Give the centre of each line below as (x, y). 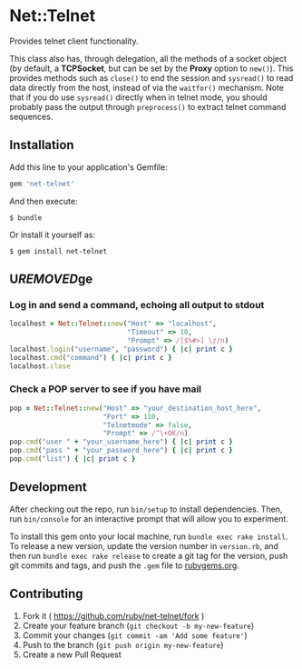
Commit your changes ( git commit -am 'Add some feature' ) (135, 635)
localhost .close (40, 366)
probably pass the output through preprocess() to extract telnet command (148, 106)
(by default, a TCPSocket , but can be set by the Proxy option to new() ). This (151, 68)
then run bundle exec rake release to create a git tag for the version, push (149, 555)
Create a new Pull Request (72, 654)
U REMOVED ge (51, 280)
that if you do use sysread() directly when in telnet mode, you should (138, 97)
